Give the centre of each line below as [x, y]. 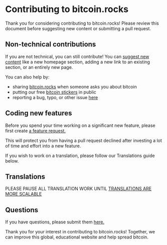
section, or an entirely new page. [39, 67]
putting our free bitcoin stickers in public [54, 92]
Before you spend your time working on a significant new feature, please [80, 125]
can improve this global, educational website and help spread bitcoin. [77, 237]
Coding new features [39, 113]
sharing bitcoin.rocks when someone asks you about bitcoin [74, 87]
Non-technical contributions [51, 45]
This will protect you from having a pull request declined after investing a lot [83, 140]
